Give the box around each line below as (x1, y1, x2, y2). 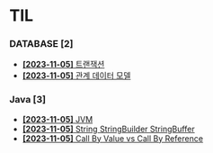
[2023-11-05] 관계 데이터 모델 (22, 70, 131, 81)
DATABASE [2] (9, 38, 74, 50)
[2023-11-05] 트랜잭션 (22, 59, 105, 70)
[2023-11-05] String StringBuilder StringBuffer (22, 123, 195, 134)
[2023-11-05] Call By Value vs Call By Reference (22, 132, 204, 144)
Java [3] (9, 94, 47, 106)
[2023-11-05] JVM (22, 113, 93, 124)
